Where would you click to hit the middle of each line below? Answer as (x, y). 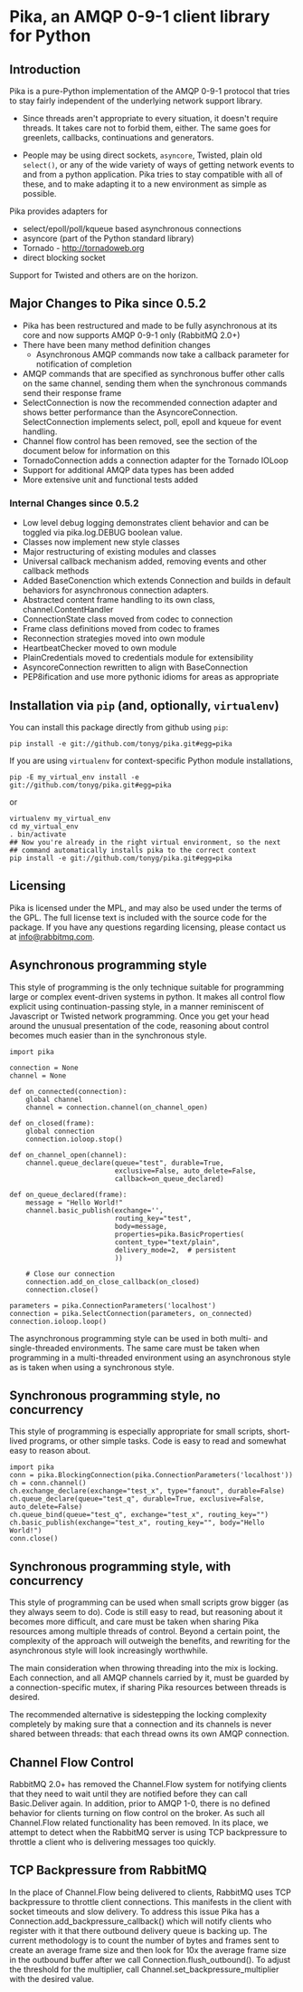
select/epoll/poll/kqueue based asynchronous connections (132, 229)
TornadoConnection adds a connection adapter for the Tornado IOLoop (156, 460)
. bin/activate (38, 834)
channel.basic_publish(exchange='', (95, 1210)
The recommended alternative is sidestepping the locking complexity (138, 1715)
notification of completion (84, 363)
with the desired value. (52, 1978)
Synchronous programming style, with (120, 1567)
